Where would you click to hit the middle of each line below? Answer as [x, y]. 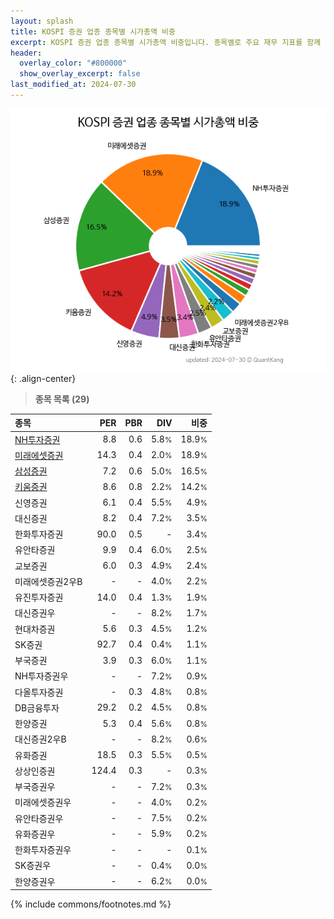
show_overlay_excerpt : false [80, 74]
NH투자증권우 [41, 676]
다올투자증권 [39, 692]
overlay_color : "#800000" [73, 63]
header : [26, 53]
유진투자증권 [39, 597]
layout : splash [42, 21]
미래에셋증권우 [43, 802]
